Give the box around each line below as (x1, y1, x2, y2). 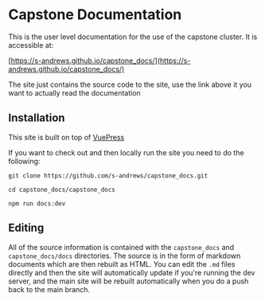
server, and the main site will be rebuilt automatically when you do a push (8, 276, 249, 286)
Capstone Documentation (8, 6, 182, 24)
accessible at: (8, 40, 54, 49)
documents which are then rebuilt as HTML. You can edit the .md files (8, 259, 236, 268)
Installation (8, 111, 65, 125)
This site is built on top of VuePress (8, 132, 125, 142)
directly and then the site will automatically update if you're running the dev (8, 268, 255, 277)
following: (8, 156, 41, 166)
